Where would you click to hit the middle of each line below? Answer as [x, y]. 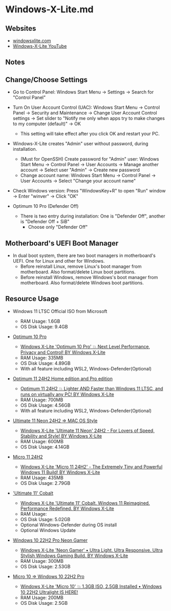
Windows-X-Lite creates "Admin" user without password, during [80, 144]
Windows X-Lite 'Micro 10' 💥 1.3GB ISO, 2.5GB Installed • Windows [91, 586]
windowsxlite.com [32, 41]
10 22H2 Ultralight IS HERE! [49, 592]
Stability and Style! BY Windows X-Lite [61, 436]
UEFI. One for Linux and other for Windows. [59, 261]
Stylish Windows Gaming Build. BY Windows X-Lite [74, 556]
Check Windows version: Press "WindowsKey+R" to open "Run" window [89, 191]
